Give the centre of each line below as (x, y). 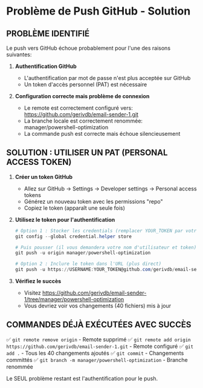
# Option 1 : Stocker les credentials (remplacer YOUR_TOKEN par (99, 231)
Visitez (32, 293)
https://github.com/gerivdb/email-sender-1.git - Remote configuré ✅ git (100, 346)
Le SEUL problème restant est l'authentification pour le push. (82, 378)
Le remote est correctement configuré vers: (78, 108)
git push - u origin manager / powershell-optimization (83, 253)
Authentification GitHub (46, 66)
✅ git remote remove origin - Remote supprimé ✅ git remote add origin (99, 339)
